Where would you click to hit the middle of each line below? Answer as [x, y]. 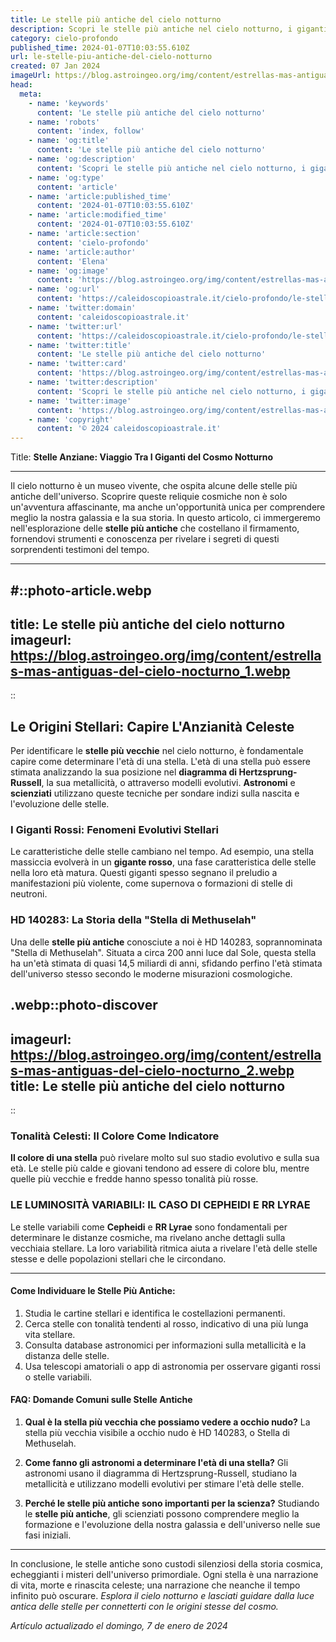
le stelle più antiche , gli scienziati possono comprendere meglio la [162, 1513]
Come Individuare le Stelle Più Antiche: [93, 1291]
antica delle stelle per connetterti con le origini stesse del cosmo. [144, 1606]
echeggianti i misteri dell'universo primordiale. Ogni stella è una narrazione [164, 1574]
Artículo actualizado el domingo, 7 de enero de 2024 [119, 1625]
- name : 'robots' [64, 122]
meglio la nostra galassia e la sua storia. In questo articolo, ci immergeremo [165, 518]
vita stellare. [50, 1334]
